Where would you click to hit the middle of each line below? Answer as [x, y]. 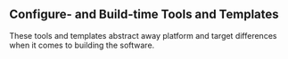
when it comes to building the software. [82, 45]
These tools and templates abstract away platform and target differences [143, 35]
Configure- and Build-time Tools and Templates [144, 15]
